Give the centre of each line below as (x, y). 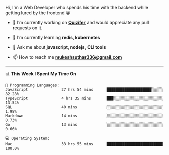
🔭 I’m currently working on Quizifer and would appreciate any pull (81, 22)
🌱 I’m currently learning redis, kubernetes (56, 37)
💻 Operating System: (28, 138)
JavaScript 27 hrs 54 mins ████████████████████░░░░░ (84, 90)
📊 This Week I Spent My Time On (41, 74)
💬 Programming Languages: (32, 85)
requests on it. (27, 28)
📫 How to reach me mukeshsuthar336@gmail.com (67, 57)
